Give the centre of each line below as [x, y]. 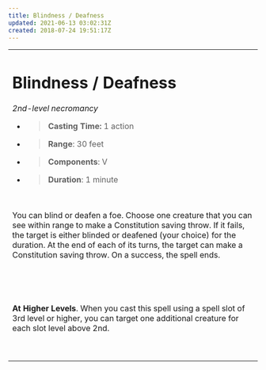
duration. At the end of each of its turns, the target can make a [127, 245]
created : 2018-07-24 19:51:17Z [60, 30]
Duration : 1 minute [83, 179]
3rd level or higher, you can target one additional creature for [125, 318]
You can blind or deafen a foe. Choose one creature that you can [132, 215]
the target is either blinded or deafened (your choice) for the [124, 235]
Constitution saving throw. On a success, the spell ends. [116, 254]
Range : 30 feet [76, 143]
